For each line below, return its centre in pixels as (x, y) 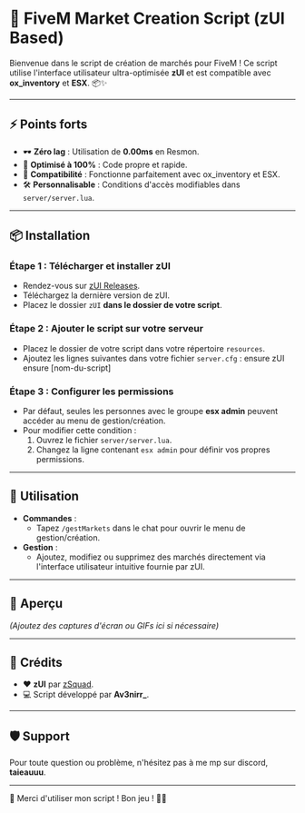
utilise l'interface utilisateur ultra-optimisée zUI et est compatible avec (140, 73)
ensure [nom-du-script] (67, 368)
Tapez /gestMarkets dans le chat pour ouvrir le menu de (141, 528)
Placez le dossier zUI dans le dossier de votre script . (122, 305)
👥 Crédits (36, 663)
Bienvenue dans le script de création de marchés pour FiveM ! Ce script (144, 63)
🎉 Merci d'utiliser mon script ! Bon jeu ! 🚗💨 (88, 798)
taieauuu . (28, 772)
